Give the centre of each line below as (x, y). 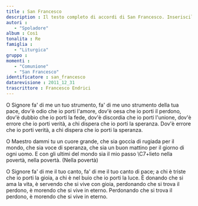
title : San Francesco (34, 11)
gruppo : (17, 55)
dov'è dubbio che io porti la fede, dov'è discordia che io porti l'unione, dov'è (99, 117)
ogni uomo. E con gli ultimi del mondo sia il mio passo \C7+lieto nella (89, 154)
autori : (17, 22)
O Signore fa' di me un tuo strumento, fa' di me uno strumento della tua (93, 105)
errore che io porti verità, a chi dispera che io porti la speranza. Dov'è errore (99, 124)
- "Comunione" (31, 66)
